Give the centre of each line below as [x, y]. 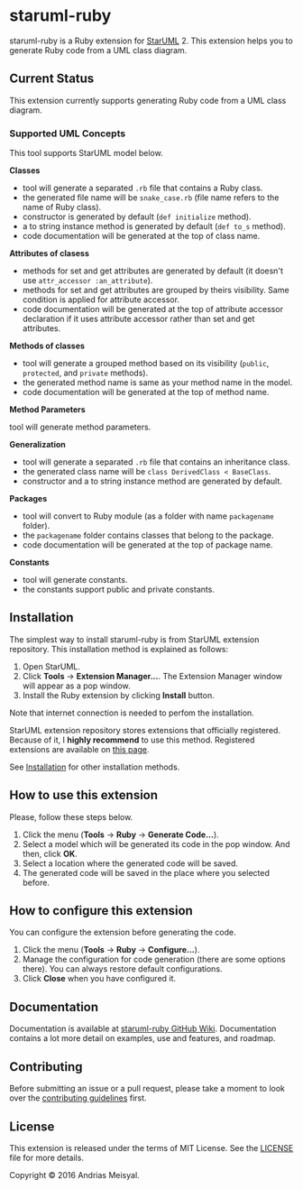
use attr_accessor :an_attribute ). [87, 281]
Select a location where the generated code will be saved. [130, 863]
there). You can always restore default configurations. [122, 969]
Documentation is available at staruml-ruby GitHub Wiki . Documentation [143, 1028]
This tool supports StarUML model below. [87, 153]
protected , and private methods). [85, 373]
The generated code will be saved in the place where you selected [146, 872]
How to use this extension [84, 795]
